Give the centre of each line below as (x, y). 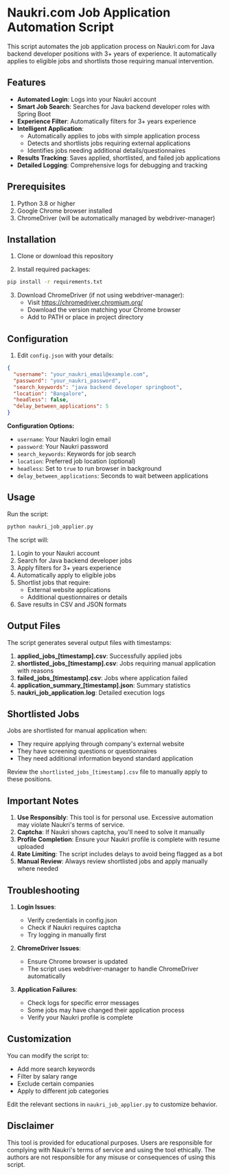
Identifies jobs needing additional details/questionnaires (106, 150)
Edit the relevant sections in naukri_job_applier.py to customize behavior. (112, 1104)
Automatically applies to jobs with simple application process (114, 136)
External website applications (69, 589)
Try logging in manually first (67, 935)
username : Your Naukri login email (64, 439)
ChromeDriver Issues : (49, 948)
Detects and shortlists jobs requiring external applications (109, 143)
